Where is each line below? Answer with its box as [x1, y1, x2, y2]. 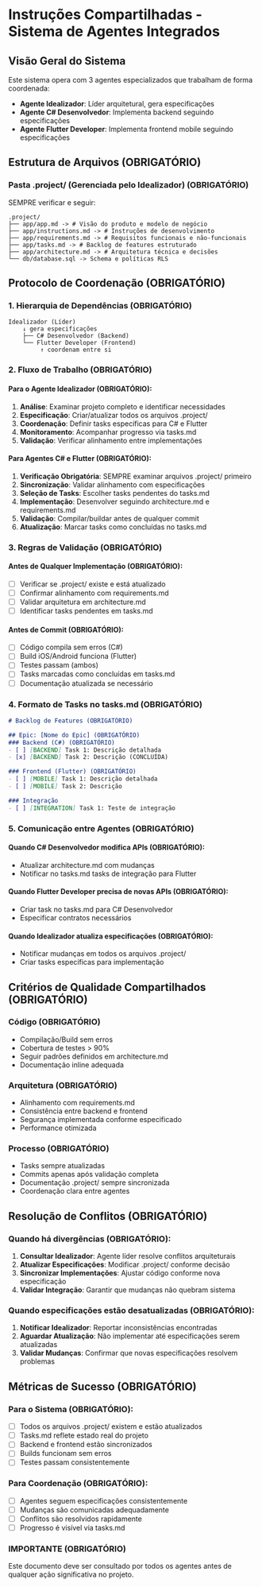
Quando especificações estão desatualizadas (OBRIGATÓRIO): [8, 1305, 256, 1316]
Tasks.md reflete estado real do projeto [19, 1430, 149, 1440]
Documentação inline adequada [19, 1059, 125, 1070]
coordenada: [8, 83, 50, 93]
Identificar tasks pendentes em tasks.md [19, 606, 153, 616]
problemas [19, 1357, 56, 1366]
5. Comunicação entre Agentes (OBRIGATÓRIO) [8, 823, 195, 834]
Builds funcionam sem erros [19, 1449, 112, 1458]
